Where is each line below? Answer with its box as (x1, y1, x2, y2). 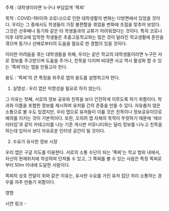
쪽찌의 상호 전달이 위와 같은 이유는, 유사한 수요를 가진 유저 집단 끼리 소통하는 (5, 173, 157, 179)
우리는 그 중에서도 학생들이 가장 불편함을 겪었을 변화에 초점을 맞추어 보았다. (12, 22, 161, 27)
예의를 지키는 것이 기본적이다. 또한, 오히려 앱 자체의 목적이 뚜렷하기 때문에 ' (5, 115, 154, 121)
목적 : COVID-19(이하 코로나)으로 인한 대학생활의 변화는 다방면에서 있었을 (5, 15, 151, 21)
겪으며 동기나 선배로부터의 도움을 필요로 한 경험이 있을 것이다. (5, 40, 127, 47)
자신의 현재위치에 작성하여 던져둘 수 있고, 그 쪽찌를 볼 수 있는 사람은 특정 (5, 156, 149, 161)
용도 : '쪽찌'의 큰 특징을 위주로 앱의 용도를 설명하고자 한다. (5, 75, 120, 80)
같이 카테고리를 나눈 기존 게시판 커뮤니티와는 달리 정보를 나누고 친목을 (24, 121, 162, 128)
